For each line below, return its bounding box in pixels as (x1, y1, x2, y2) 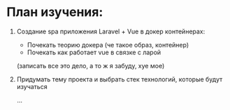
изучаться (16, 82, 48, 91)
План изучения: (6, 4, 103, 20)
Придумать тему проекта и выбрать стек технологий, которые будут (16, 74, 223, 84)
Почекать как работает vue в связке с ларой (27, 48, 161, 56)
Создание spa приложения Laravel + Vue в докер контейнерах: (16, 27, 206, 36)
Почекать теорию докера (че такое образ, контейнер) (27, 40, 189, 49)
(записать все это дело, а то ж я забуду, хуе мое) (16, 61, 165, 70)
